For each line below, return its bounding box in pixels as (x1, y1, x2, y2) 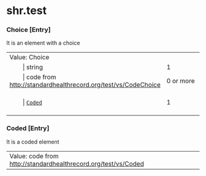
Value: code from (9, 152, 59, 160)
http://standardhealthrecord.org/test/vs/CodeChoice (9, 81, 161, 89)
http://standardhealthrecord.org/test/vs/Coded (9, 159, 144, 168)
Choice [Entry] (6, 26, 51, 34)
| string (22, 63, 43, 71)
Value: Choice (9, 53, 50, 62)
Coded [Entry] (6, 124, 50, 133)
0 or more (166, 77, 195, 86)
